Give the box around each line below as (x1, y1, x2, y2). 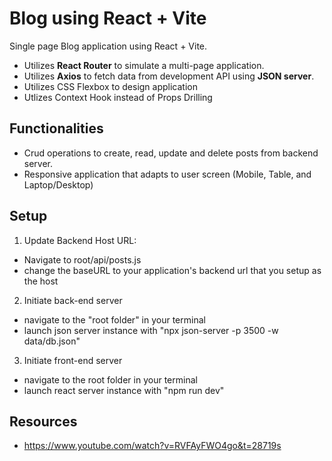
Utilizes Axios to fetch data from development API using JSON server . (23, 70, 315, 82)
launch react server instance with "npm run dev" (23, 384, 225, 396)
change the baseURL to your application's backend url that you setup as (23, 264, 322, 276)
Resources (9, 413, 78, 430)
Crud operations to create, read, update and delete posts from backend (23, 147, 319, 159)
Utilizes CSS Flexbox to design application (23, 80, 198, 92)
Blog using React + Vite (9, 7, 207, 30)
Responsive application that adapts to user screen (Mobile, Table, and (23, 168, 312, 180)
